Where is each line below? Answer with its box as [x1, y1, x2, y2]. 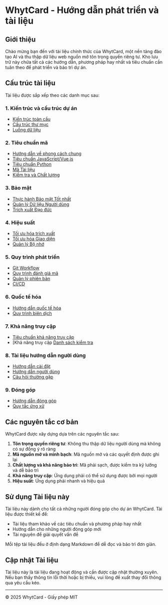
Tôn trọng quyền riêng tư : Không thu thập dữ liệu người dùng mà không [12, 441, 161, 447]
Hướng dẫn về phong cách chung [12, 150, 81, 157]
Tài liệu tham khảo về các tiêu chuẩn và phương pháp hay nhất [12, 521, 141, 527]
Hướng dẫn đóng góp [12, 398, 56, 404]
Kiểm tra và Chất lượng [12, 172, 60, 178]
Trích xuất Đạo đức [12, 207, 52, 213]
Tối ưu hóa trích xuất [12, 231, 55, 236]
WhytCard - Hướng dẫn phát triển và [5, 5, 159, 16]
